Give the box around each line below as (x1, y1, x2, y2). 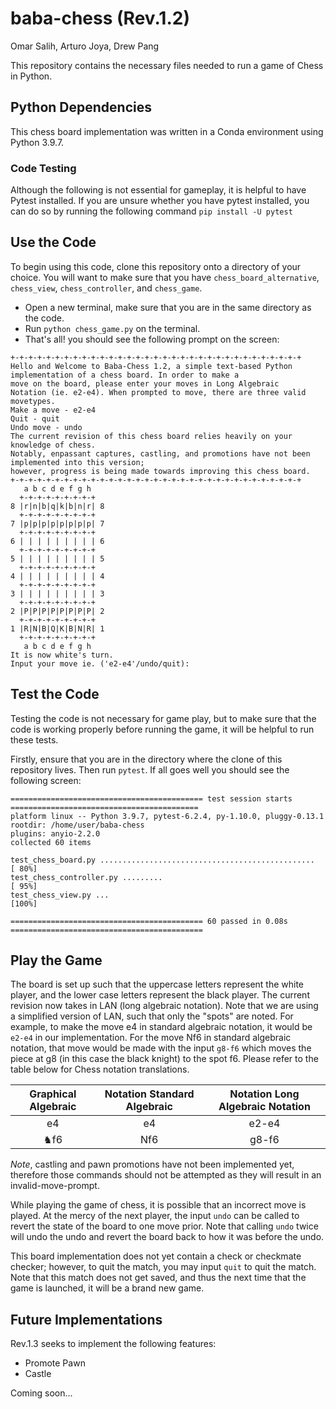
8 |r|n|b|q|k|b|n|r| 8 (10, 501, 105, 511)
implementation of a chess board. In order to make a (10, 370, 240, 380)
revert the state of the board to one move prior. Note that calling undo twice (10, 1220, 319, 1232)
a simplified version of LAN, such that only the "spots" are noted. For (10, 1010, 294, 1022)
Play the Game (10, 952, 103, 969)
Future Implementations (10, 1311, 163, 1328)
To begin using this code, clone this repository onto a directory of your (10, 260, 302, 272)
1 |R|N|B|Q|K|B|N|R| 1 (10, 623, 105, 634)
